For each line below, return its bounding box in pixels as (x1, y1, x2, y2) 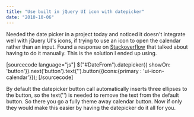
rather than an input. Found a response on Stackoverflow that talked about (6, 43, 188, 50)
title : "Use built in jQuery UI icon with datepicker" (6, 8, 145, 15)
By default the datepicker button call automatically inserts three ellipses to (6, 85, 187, 92)
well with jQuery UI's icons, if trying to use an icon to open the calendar (6, 37, 181, 44)
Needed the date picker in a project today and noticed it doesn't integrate (6, 30, 186, 37)
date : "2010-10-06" (6, 14, 55, 20)
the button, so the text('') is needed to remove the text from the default (6, 91, 179, 99)
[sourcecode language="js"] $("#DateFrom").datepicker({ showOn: (6, 61, 171, 68)
